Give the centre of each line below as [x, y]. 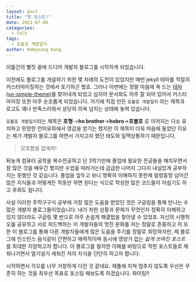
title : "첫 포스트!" [29, 17]
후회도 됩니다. [28, 190]
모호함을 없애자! [38, 148]
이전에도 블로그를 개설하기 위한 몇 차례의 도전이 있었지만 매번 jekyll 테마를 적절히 [98, 79]
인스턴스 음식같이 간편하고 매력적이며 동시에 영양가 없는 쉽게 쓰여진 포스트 [101, 239]
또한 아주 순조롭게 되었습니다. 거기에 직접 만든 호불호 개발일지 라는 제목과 [103, 101]
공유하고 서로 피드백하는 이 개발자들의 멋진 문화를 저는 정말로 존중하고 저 [99, 224]
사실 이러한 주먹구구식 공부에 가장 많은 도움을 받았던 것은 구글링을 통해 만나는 [94, 202]
